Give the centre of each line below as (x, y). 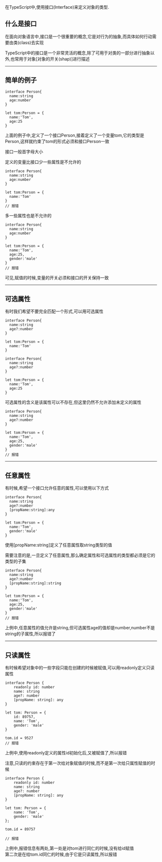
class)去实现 (32, 42)
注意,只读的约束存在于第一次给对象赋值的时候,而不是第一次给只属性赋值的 (78, 763)
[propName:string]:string (35, 583)
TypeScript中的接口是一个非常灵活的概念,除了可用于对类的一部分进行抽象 (78, 53)
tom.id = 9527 (19, 738)
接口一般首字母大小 (24, 151)
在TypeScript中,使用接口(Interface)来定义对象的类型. (57, 7)
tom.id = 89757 (20, 830)
